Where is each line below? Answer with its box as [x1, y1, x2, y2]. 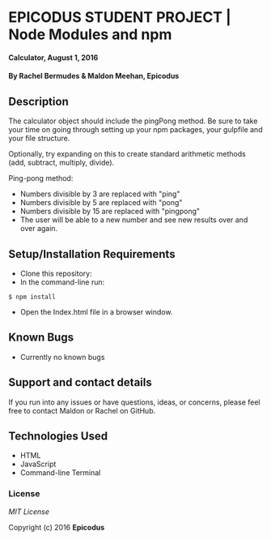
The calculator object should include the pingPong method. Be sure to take [8, 116, 258, 126]
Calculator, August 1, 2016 [8, 53, 99, 62]
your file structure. [8, 134, 70, 144]
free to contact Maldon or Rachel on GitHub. [8, 405, 156, 415]
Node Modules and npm [8, 25, 172, 44]
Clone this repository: [19, 268, 92, 278]
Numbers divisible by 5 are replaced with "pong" [19, 198, 183, 208]
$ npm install [8, 293, 57, 301]
